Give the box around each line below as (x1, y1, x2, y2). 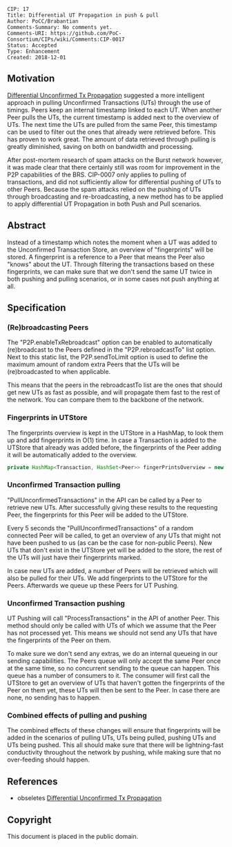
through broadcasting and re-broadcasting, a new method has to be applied (7, 192, 224, 201)
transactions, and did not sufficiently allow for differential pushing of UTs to (7, 177, 222, 186)
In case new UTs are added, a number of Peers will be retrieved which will (7, 566, 218, 575)
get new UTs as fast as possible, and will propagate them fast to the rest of (7, 388, 221, 397)
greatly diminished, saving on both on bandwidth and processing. (7, 142, 194, 150)
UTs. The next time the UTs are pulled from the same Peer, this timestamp (7, 120, 217, 128)
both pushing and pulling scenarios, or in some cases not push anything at (7, 275, 220, 283)
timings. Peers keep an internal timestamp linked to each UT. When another (7, 106, 222, 114)
